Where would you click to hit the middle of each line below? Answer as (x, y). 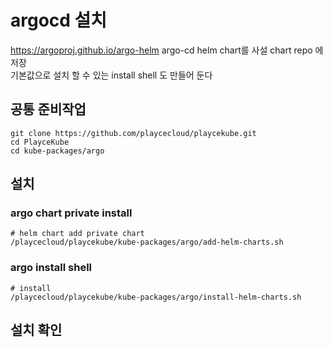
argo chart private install (71, 213)
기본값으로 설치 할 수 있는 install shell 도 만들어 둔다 (111, 75)
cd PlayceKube (40, 142)
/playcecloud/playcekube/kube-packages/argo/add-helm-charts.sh (147, 242)
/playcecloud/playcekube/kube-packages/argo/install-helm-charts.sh (156, 297)
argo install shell (51, 268)
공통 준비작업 (48, 109)
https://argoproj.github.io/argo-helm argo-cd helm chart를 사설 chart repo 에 (167, 50)
